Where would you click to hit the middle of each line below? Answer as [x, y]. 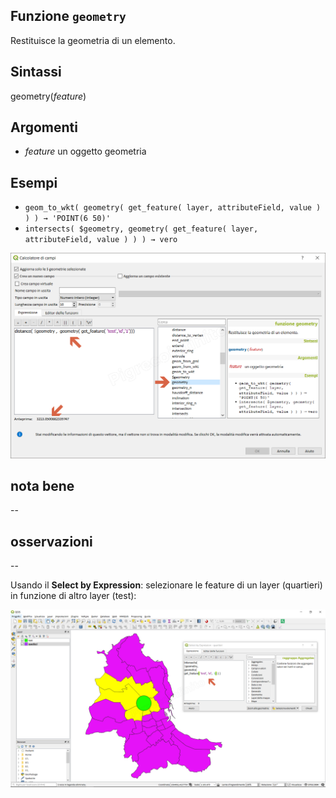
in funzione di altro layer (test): [73, 596]
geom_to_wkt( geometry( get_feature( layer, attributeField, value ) [173, 208]
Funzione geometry [68, 16]
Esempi [34, 182]
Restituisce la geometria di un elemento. [93, 40]
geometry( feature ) [48, 96]
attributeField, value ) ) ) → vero [101, 240]
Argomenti [44, 127]
